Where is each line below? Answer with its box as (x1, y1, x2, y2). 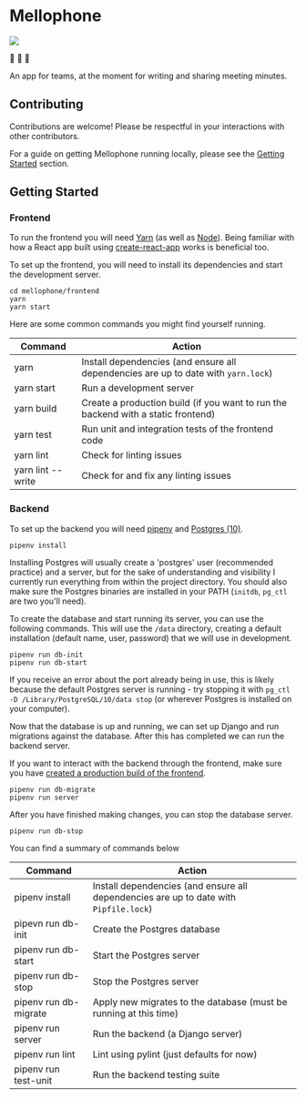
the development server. (9, 270, 101, 280)
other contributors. (9, 130, 80, 141)
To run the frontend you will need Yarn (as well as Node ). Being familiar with (9, 232, 294, 243)
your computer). (9, 703, 70, 714)
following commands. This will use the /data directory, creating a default (9, 623, 282, 634)
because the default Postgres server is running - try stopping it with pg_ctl (9, 684, 291, 695)
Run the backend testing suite (92, 1068, 220, 1081)
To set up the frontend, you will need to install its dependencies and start (9, 259, 283, 270)
